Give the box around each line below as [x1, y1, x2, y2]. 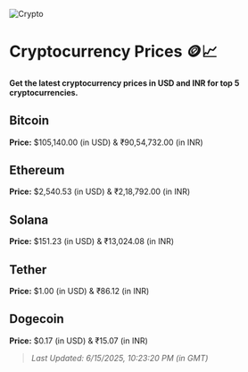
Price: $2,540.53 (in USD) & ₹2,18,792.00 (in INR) [9, 186, 191, 197]
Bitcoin [9, 113, 50, 129]
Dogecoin [9, 311, 64, 326]
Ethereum [9, 162, 65, 178]
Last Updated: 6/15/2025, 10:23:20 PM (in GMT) [30, 352, 209, 363]
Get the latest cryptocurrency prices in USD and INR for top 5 [9, 77, 240, 89]
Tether [9, 262, 47, 277]
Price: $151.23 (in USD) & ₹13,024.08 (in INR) [9, 236, 175, 247]
